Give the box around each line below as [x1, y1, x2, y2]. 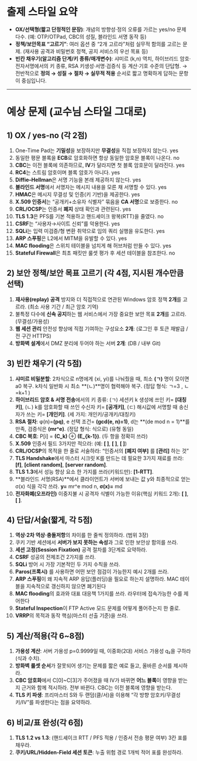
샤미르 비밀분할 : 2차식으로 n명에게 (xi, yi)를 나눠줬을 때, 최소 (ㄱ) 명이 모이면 [15, 375, 189, 382]
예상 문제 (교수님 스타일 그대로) [6, 105, 147, 119]
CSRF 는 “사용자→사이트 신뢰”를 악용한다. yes [15, 220, 120, 227]
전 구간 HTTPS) [15, 332, 51, 340]
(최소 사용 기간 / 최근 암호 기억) [27, 303, 99, 310]
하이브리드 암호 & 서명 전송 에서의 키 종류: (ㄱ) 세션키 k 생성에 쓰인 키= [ [15, 396, 178, 403]
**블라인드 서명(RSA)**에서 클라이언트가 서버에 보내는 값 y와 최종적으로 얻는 [15, 475, 191, 482]
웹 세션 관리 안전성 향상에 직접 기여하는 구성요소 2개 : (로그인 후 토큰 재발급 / [15, 325, 189, 332]
